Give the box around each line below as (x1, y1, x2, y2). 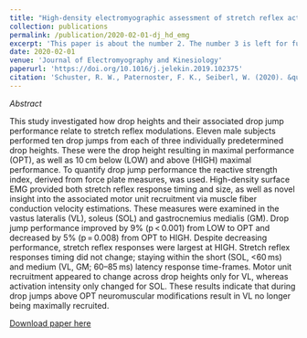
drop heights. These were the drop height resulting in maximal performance (9, 144, 295, 155)
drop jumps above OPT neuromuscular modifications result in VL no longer (9, 290, 291, 301)
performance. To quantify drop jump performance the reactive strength (9, 164, 278, 174)
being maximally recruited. (9, 300, 110, 311)
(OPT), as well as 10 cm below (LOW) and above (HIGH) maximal (9, 154, 252, 165)
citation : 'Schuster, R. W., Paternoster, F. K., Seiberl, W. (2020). (9, 73, 284, 82)
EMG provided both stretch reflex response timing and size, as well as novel (9, 184, 295, 195)
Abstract (9, 98, 43, 109)
